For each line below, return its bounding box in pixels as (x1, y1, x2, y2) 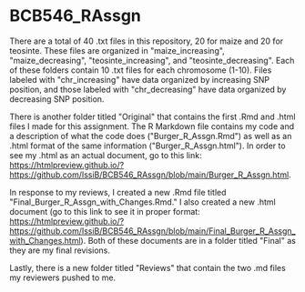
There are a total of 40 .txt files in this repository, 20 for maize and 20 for (9, 35, 284, 46)
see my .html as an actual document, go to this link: (9, 149, 202, 160)
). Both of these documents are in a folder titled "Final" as (80, 235, 296, 246)
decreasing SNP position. (9, 93, 105, 105)
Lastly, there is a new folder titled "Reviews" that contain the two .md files (9, 262, 287, 273)
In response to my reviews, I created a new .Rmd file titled (9, 186, 227, 197)
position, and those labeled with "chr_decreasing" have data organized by (9, 84, 287, 95)
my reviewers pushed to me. (9, 272, 117, 283)
